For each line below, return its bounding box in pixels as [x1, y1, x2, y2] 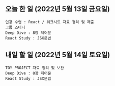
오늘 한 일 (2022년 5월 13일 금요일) [5, 5, 110, 14]
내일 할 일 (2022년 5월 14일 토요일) [5, 51, 110, 59]
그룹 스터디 [5, 25, 25, 30]
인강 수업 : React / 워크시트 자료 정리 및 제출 [5, 19, 94, 24]
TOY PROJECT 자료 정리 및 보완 [5, 65, 64, 70]
